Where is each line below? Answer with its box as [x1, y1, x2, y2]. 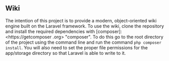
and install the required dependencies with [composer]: [5, 28, 122, 35]
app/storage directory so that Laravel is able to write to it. [5, 50, 126, 56]
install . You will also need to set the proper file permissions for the [5, 44, 148, 50]
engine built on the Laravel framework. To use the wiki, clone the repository [5, 23, 164, 29]
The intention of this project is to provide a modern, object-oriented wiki [5, 17, 157, 23]
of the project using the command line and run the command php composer [5, 39, 162, 45]
